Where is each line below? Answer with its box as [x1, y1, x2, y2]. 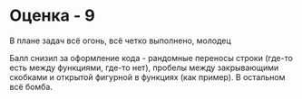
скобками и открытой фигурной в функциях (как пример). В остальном [9, 71, 286, 82]
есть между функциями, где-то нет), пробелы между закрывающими [9, 62, 279, 73]
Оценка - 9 [9, 5, 95, 26]
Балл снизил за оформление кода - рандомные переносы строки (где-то [9, 52, 293, 63]
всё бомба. [9, 81, 53, 92]
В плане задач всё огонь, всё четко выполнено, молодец [9, 35, 231, 46]
